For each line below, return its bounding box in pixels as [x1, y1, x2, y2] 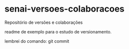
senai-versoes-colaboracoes [4, 3, 125, 15]
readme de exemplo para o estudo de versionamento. [4, 29, 112, 34]
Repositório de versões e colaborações [4, 19, 83, 25]
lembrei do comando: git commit [4, 38, 69, 44]
